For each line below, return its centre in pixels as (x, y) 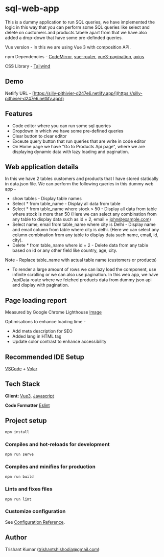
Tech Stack (23, 384)
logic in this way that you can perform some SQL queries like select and (78, 27)
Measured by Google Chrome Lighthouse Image (53, 312)
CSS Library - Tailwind (28, 66)
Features (19, 114)
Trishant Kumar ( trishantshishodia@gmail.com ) (52, 549)
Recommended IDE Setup (45, 357)
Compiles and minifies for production (50, 467)
